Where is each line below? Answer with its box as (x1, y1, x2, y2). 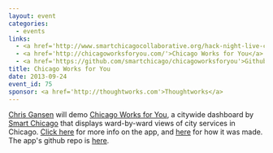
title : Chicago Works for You (8, 65, 111, 73)
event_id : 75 (8, 80, 53, 88)
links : (8, 34, 31, 43)
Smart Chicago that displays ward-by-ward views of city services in (8, 119, 236, 129)
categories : (8, 20, 49, 28)
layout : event (8, 11, 57, 20)
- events (15, 27, 45, 35)
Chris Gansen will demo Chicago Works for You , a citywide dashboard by (8, 110, 254, 120)
